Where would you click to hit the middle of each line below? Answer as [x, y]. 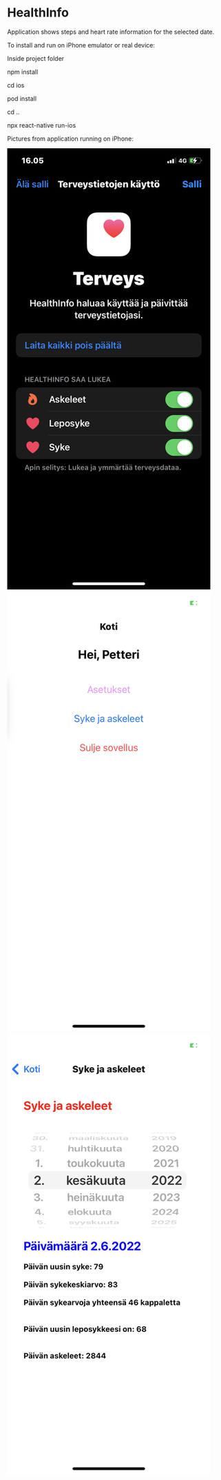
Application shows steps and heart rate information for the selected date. [111, 32]
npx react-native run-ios [42, 125]
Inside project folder [36, 58]
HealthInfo [38, 13]
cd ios [16, 85]
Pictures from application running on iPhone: [71, 139]
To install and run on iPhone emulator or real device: [81, 45]
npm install [23, 72]
